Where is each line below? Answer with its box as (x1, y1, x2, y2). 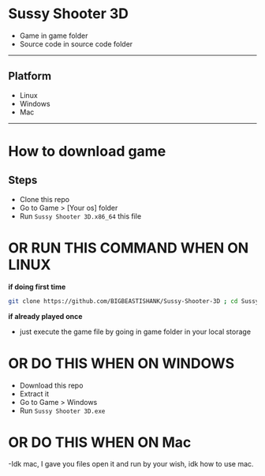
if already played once (8, 311, 83, 320)
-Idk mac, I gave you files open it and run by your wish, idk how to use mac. (8, 459, 254, 469)
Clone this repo (19, 194, 69, 204)
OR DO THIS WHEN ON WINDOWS (8, 354, 235, 372)
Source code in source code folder (19, 39, 133, 48)
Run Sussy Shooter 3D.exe (19, 406, 106, 415)
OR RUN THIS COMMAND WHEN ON (8, 238, 249, 257)
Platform (8, 69, 52, 83)
